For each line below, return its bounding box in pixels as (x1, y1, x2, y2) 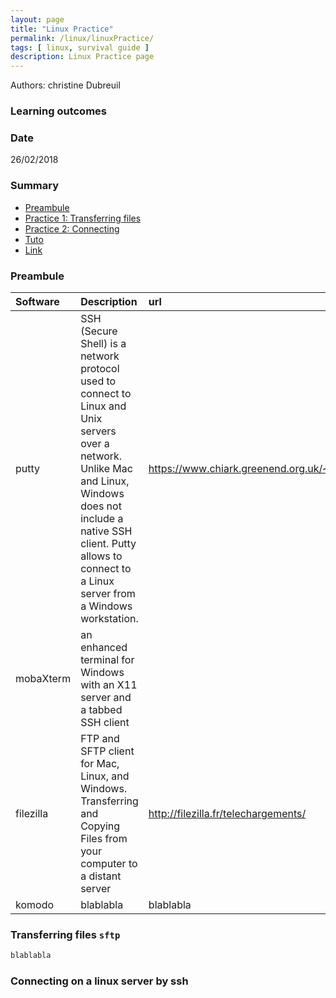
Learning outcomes (10, 104, 107, 118)
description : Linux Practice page (10, 52, 155, 62)
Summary (10, 179, 60, 193)
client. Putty (80, 536, 137, 550)
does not (80, 499, 122, 513)
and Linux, (80, 474, 130, 488)
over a (80, 436, 110, 450)
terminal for (80, 652, 135, 666)
